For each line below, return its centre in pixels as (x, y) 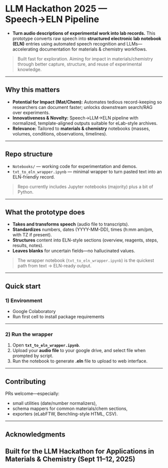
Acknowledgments (35, 434)
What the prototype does (45, 212)
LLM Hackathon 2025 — (56, 9)
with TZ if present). (32, 235)
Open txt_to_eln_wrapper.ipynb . (46, 345)
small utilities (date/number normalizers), (54, 403)
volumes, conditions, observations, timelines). (60, 133)
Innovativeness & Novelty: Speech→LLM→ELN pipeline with (75, 117)
